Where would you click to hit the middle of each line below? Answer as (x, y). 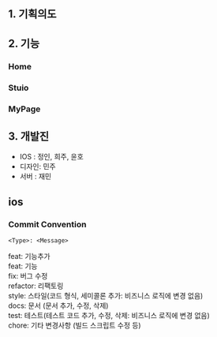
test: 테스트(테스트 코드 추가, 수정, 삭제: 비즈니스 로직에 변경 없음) (109, 316)
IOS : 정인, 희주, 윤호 (52, 157)
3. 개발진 (29, 136)
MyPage (24, 109)
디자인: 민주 (38, 167)
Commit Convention (47, 224)
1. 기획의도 (32, 14)
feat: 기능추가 (30, 256)
